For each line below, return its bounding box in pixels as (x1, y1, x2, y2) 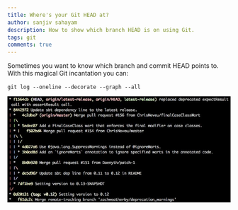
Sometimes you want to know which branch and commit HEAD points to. (7, 62, 219, 70)
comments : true (7, 41, 52, 49)
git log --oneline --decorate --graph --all (7, 83, 141, 91)
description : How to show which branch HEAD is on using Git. (7, 26, 195, 33)
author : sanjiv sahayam (7, 18, 78, 26)
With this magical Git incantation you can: (7, 69, 129, 78)
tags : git (7, 34, 37, 41)
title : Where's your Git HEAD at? (7, 11, 110, 18)
